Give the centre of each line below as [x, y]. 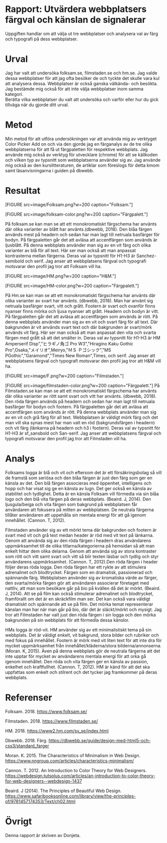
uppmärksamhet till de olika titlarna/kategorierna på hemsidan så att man [80, 546]
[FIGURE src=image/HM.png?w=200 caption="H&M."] [61, 276]
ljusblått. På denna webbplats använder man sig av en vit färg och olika [78, 245]
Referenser [29, 698]
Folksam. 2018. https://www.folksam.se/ [46, 711]
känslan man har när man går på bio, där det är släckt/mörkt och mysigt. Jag [83, 609]
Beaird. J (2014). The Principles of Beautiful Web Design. [63, 791]
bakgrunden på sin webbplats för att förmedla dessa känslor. [67, 620]
